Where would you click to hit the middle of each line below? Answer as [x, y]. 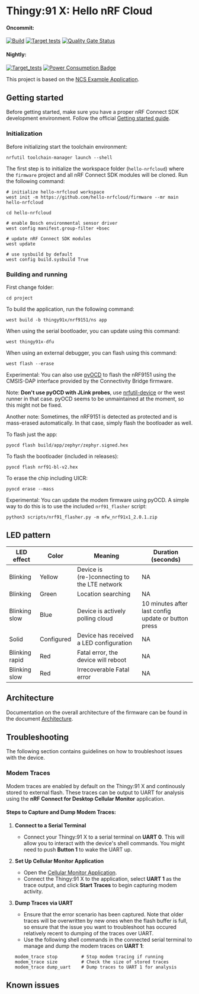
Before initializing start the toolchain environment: [67, 146]
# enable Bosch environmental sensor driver [62, 223]
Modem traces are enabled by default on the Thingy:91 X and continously [96, 786]
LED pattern [28, 535]
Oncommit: [20, 27]
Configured [55, 639]
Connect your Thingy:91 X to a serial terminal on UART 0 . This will [104, 837]
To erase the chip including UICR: [47, 478]
